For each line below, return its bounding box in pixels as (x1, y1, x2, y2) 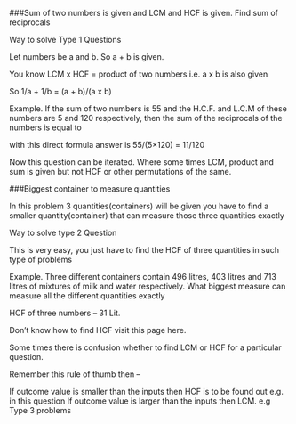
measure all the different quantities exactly (9, 290, 165, 301)
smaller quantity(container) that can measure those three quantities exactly (9, 210, 284, 221)
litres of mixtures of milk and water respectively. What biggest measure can (9, 281, 286, 291)
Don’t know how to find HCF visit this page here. (9, 325, 187, 335)
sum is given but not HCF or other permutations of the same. (9, 167, 232, 176)
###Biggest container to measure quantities (9, 183, 171, 194)
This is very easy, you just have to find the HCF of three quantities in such (9, 245, 280, 255)
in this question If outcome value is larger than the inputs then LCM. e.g (9, 395, 271, 406)
